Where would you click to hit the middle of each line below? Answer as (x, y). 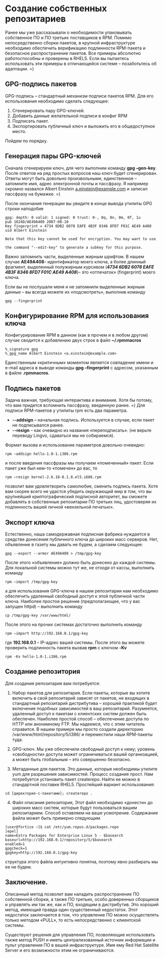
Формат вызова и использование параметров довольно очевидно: (75, 445)
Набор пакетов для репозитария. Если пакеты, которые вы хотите (81, 693)
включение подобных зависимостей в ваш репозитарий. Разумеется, (85, 708)
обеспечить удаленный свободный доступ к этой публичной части (75, 596)
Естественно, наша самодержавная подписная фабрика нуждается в (78, 534)
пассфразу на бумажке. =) (33, 194)
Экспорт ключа (30, 522)
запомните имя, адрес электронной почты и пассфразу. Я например (77, 183)
